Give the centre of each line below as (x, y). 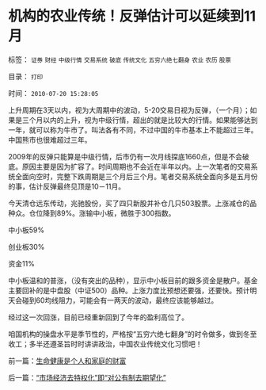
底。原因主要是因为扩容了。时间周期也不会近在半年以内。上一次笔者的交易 (129, 166)
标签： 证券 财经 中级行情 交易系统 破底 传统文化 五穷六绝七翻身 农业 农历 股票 (120, 59)
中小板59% (27, 230)
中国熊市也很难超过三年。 (50, 140)
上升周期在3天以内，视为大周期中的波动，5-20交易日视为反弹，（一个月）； (129, 110)
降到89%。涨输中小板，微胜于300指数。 (109, 213)
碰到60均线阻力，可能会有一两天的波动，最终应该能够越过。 (120, 300)
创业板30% (27, 247)
